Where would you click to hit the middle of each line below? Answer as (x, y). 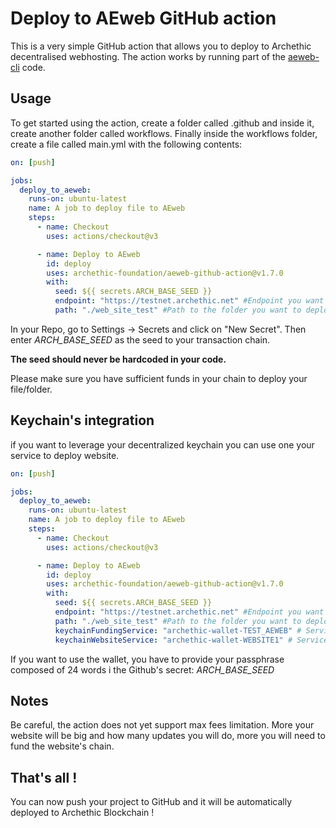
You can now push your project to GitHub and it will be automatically (151, 802)
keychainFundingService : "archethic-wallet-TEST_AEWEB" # (178, 630)
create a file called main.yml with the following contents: (126, 144)
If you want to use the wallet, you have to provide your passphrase (147, 659)
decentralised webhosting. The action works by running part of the (148, 56)
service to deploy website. (65, 455)
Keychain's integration (82, 420)
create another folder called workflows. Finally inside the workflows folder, (164, 133)
